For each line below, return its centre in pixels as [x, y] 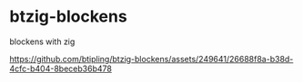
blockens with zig [42, 41]
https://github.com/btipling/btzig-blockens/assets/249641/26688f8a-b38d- [151, 59]
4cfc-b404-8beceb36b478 [61, 68]
